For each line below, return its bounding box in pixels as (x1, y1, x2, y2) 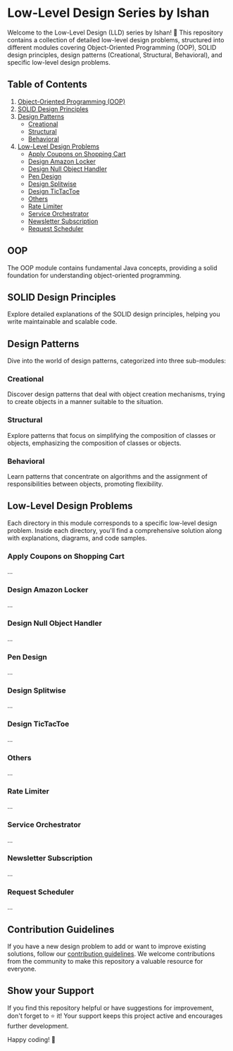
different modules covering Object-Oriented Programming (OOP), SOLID (7, 43, 217, 51)
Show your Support (7, 985, 94, 997)
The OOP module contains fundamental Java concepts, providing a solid (7, 263, 218, 272)
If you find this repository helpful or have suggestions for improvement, (7, 1003, 214, 1012)
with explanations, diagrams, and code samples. (7, 534, 148, 542)
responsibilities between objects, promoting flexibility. (7, 480, 164, 489)
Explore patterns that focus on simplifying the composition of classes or (7, 431, 216, 439)
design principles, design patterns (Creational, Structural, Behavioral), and (7, 51, 223, 59)
